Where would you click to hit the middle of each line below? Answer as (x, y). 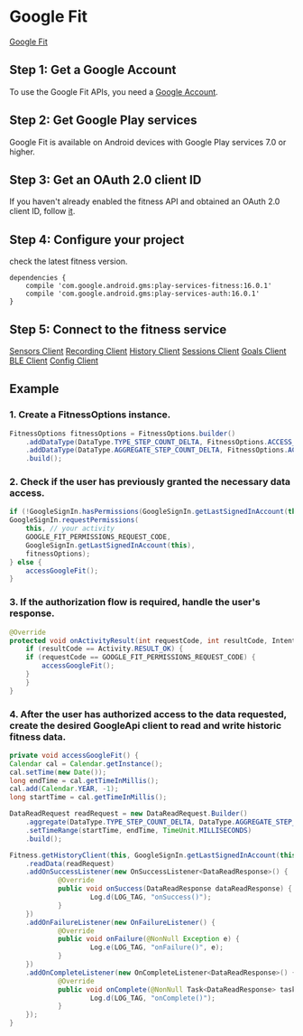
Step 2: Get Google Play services (103, 121)
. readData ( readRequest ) (70, 863)
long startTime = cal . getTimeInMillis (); (88, 798)
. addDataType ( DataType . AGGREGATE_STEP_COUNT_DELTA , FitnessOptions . (157, 450)
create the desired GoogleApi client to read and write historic (146, 725)
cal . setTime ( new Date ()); (58, 772)
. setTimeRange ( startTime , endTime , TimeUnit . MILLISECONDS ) (139, 830)
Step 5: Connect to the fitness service (118, 329)
